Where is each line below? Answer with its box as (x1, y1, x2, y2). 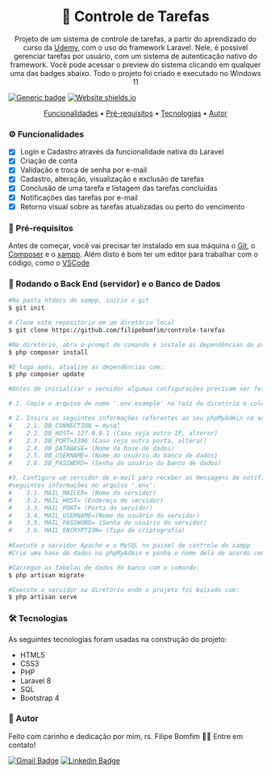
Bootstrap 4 (19, 693, 60, 703)
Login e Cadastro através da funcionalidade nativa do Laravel (19, 147, 224, 157)
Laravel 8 (19, 675, 52, 686)
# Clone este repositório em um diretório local (8, 319, 175, 327)
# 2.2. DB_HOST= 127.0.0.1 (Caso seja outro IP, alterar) (8, 429, 219, 437)
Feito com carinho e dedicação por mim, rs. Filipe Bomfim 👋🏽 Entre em (8, 731, 244, 741)
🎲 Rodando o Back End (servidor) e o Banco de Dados (8, 278, 221, 289)
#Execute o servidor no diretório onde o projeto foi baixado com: (8, 585, 240, 593)
